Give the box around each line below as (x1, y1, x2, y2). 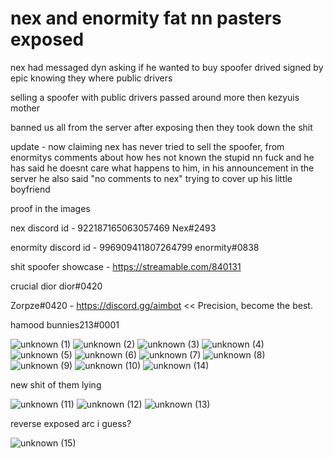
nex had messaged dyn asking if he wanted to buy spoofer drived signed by (10, 61, 324, 73)
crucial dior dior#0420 (10, 280, 103, 292)
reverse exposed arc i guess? (10, 417, 132, 429)
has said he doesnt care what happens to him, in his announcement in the (10, 162, 315, 174)
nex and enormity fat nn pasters (10, 7, 282, 30)
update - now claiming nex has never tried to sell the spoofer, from (10, 140, 285, 152)
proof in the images (10, 202, 91, 214)
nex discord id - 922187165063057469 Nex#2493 (10, 222, 217, 234)
